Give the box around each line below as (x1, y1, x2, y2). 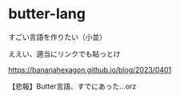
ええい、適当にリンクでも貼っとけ (8, 49, 121, 58)
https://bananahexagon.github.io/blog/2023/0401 (8, 65, 172, 74)
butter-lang (8, 5, 86, 23)
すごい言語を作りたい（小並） (8, 32, 106, 41)
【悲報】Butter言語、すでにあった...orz (8, 81, 137, 91)
